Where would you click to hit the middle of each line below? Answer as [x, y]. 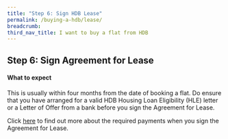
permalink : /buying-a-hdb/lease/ [55, 20]
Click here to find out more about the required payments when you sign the [113, 121]
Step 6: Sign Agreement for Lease [80, 60]
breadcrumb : [24, 26]
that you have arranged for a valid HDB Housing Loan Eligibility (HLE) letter [113, 100]
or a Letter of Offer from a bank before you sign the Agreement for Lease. [111, 108]
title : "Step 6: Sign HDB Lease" [55, 13]
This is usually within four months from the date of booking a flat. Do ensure [114, 92]
